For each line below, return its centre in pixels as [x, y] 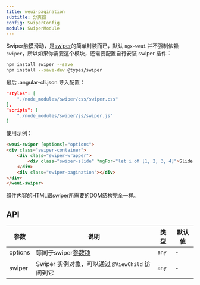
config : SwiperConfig [33, 23]
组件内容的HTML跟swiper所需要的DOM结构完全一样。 [72, 195]
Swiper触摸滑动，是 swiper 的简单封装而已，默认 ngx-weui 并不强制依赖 [93, 46]
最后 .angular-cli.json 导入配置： [46, 82]
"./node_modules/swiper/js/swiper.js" [65, 116]
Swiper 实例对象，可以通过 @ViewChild [89, 264]
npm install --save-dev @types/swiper [54, 70]
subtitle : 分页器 [26, 17]
